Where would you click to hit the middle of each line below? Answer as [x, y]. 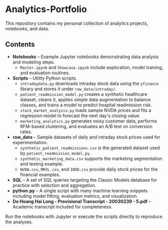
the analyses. [19, 222]
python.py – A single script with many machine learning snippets [80, 191]
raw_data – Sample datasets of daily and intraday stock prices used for [86, 137]
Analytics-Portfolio [46, 9]
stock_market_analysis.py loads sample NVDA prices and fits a [86, 110]
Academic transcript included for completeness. [62, 207]
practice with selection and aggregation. [54, 185]
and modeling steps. [34, 62]
